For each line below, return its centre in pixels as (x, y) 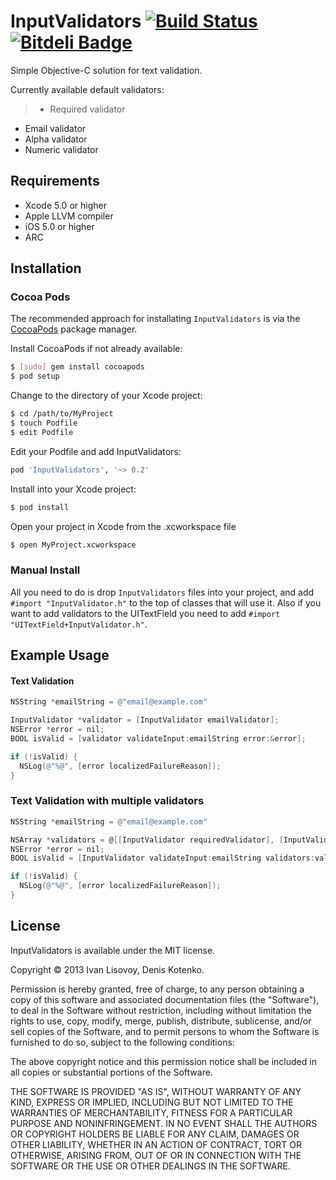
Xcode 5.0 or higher (65, 205)
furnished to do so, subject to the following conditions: (122, 1042)
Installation (46, 268)
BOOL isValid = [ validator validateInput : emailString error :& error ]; (158, 738)
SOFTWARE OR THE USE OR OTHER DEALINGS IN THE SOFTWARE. (150, 1166)
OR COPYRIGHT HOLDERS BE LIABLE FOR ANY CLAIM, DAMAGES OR (155, 1134)
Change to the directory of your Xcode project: (106, 396)
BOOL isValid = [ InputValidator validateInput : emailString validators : (162, 858)
